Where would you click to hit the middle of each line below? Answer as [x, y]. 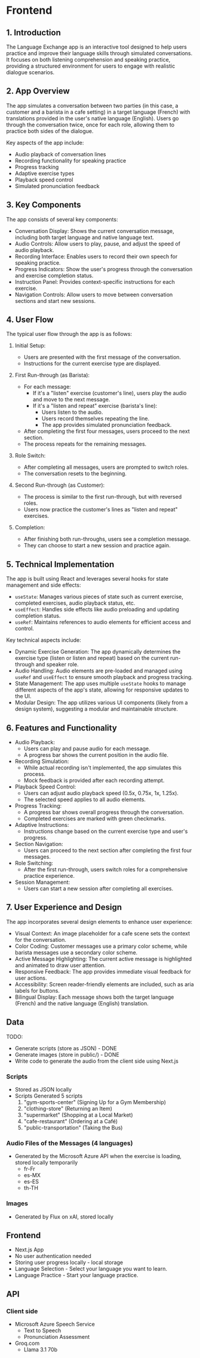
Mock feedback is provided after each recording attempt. [94, 780]
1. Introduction [33, 33]
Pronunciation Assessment [57, 1337]
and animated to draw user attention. [60, 965]
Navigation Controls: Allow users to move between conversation [94, 295]
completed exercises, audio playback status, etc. [75, 603]
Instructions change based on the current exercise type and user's [106, 831]
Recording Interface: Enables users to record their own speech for [96, 256]
